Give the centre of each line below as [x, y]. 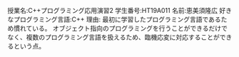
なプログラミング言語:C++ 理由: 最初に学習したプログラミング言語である [114, 19]
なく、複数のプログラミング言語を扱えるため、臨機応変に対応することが [113, 37]
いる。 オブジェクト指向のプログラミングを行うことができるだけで [130, 28]
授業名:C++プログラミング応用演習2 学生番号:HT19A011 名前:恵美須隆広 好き [119, 10]
